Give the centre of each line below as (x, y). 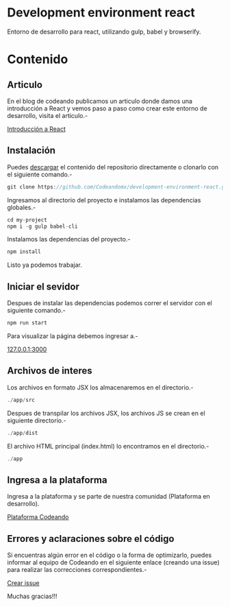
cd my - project (27, 220)
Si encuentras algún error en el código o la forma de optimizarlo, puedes (110, 555)
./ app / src (21, 400)
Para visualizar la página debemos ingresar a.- (73, 336)
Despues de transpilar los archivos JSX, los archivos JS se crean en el (106, 413)
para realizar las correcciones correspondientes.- (77, 570)
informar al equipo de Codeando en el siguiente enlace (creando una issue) (114, 562)
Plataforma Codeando (38, 517)
